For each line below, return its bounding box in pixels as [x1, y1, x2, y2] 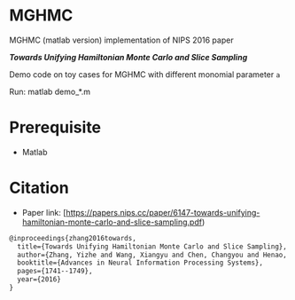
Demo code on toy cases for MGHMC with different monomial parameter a [9, 68, 281, 80]
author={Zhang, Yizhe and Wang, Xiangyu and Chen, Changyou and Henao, [17, 250, 288, 259]
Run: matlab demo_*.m [9, 86, 91, 97]
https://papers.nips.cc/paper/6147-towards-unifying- [66, 207, 260, 217]
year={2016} [17, 275, 62, 284]
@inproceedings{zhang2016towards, [9, 233, 137, 242]
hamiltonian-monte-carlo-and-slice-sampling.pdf [21, 217, 202, 227]
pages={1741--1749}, [17, 267, 93, 276]
